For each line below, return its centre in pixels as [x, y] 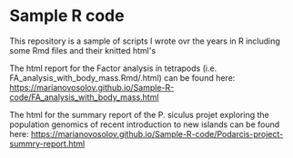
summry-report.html [47, 143]
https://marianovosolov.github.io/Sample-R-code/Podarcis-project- [157, 133]
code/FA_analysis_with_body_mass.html [84, 97]
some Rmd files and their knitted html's [83, 50]
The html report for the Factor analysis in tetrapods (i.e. [113, 68]
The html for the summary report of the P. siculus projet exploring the [140, 114]
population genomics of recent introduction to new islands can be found [145, 124]
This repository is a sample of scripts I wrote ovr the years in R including [145, 41]
